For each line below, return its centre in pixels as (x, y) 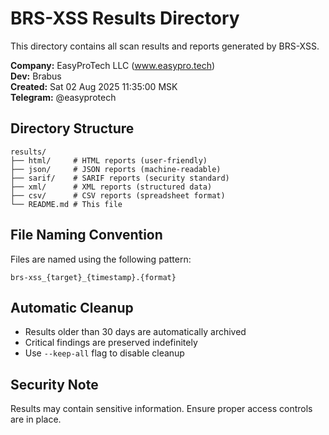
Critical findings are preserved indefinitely (111, 343)
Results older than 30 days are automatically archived (135, 332)
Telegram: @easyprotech (63, 97)
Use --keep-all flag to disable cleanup (104, 353)
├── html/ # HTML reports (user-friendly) (109, 160)
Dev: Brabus (36, 76)
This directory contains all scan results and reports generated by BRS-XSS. (165, 46)
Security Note (54, 384)
